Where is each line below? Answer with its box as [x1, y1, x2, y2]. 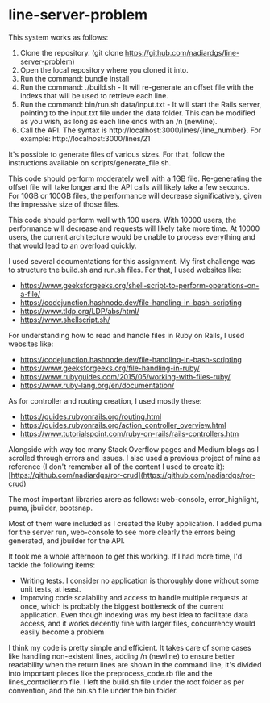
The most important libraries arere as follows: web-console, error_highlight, [8, 494, 260, 504]
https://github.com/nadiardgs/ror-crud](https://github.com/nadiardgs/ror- [10, 470, 255, 479]
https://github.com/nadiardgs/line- [124, 48, 240, 57]
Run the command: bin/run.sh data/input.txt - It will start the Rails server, [19, 99, 262, 109]
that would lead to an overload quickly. [8, 241, 137, 250]
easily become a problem [19, 627, 105, 637]
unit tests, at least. [19, 584, 81, 594]
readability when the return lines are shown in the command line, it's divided [8, 659, 262, 669]
